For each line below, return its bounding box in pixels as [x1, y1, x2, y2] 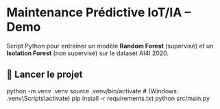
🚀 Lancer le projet [6, 69, 83, 80]
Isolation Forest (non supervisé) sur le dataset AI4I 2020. [6, 49, 169, 57]
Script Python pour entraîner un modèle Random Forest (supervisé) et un [6, 42, 214, 50]
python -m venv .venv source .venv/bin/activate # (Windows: [6, 87, 179, 95]
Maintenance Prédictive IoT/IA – [6, 5, 191, 20]
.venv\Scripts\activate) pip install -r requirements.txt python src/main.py [6, 94, 210, 102]
